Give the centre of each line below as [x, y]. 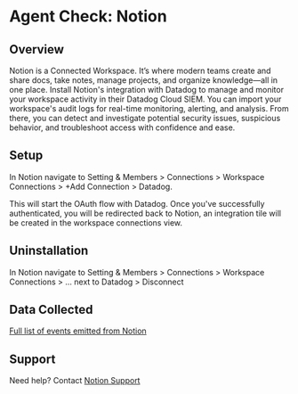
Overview [37, 49]
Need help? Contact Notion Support [75, 381]
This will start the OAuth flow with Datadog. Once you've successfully [137, 203]
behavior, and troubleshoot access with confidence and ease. [122, 127]
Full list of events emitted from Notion [78, 331]
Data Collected [51, 310]
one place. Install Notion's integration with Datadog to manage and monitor [147, 90]
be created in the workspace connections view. [96, 222]
